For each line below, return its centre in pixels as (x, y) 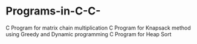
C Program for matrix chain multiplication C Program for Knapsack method (98, 28)
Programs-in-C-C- (53, 11)
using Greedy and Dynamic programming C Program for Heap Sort (89, 34)
